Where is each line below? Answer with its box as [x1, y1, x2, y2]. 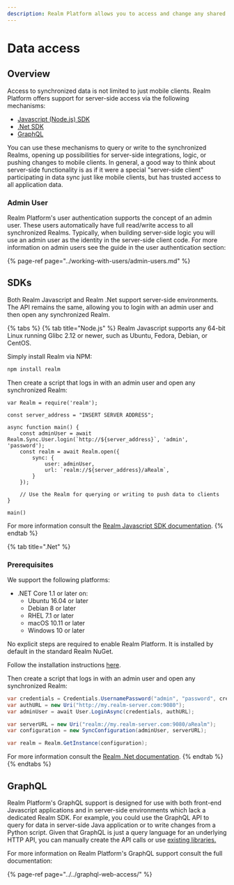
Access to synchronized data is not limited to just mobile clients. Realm [7, 87, 211, 95]
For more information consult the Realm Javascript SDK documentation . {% [7, 521, 224, 530]
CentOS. [7, 339, 31, 347]
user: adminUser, [44, 460, 95, 468]
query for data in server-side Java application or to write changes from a [7, 821, 216, 829]
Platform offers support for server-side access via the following [7, 94, 189, 102]
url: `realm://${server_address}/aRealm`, [44, 466, 170, 473]
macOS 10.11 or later [27, 618, 86, 627]
